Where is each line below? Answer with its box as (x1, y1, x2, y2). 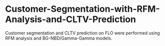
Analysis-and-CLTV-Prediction (5, 14, 136, 25)
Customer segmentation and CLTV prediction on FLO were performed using (5, 30, 160, 36)
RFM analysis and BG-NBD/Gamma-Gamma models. (5, 35, 113, 41)
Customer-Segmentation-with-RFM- (5, 3, 160, 15)
